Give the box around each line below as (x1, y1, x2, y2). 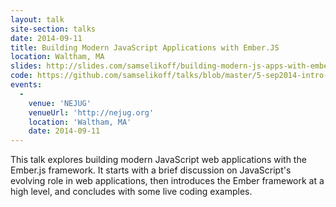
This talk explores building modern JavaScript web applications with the (10, 154, 307, 166)
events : (10, 80, 43, 90)
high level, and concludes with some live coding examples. (10, 186, 253, 198)
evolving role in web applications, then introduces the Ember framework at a (10, 175, 325, 187)
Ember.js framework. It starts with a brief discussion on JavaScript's (10, 164, 292, 176)
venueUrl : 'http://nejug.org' (28, 107, 155, 118)
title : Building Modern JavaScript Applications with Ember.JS (10, 42, 280, 53)
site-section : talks (10, 24, 97, 34)
